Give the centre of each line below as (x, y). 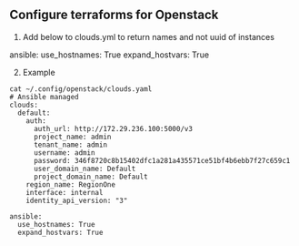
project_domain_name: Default (90, 177)
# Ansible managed (44, 97)
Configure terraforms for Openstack (114, 15)
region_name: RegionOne (71, 184)
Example (39, 72)
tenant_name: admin (70, 145)
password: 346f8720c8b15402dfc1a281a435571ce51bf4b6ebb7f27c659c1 (162, 160)
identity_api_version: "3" (77, 200)
